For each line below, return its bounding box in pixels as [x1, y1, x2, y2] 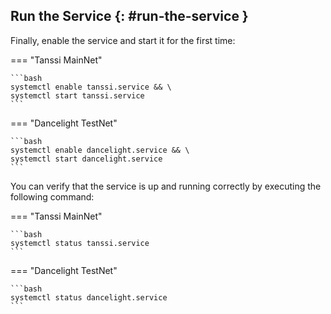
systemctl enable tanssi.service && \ [10, 82, 172, 92]
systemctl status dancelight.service [10, 292, 168, 303]
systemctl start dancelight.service [10, 154, 163, 164]
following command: [10, 190, 95, 203]
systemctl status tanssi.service [10, 238, 150, 248]
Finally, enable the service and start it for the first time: [10, 34, 236, 46]
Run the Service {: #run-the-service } [10, 8, 249, 25]
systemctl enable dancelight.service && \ [10, 145, 190, 155]
